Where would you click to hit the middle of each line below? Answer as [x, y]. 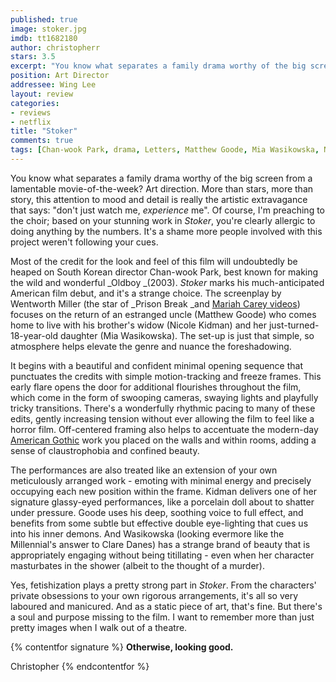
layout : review [42, 94]
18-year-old [34, 335]
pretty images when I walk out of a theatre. [99, 627]
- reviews [31, 112]
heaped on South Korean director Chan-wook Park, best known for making [164, 272]
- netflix [31, 122]
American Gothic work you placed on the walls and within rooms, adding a [163, 440]
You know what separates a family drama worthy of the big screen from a [161, 178]
